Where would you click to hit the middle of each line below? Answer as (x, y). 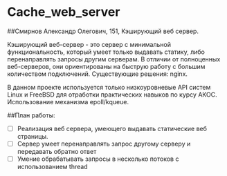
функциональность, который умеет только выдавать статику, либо (106, 52)
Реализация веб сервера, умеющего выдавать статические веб (112, 128)
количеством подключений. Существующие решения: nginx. (98, 74)
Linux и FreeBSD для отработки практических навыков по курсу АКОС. (112, 95)
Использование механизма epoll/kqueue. (68, 101)
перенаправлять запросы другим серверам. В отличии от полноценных (114, 59)
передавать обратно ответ (57, 152)
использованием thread (52, 167)
